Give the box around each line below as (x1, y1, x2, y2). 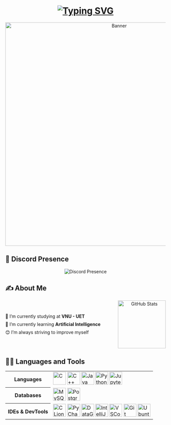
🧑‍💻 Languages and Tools (5, 357, 85, 366)
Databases (14, 392, 42, 399)
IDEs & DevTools (8, 408, 48, 415)
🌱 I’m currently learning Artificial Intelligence (5, 321, 101, 327)
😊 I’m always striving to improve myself (5, 329, 89, 336)
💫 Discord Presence (5, 255, 69, 264)
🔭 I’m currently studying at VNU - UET (5, 313, 85, 319)
